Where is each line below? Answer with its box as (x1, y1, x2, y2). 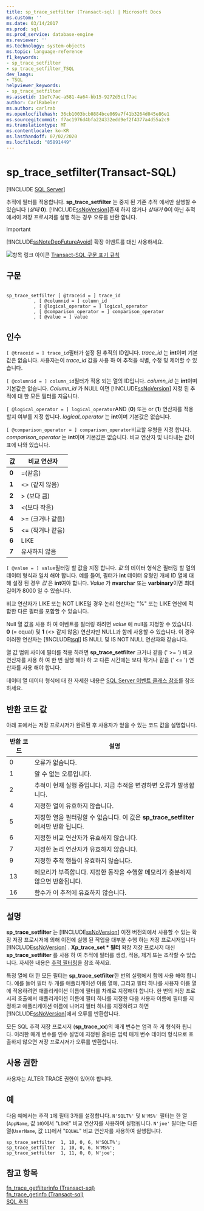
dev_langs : (6, 71, 34, 77)
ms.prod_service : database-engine (6, 32, 94, 38)
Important (6, 225, 31, 233)
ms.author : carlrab (6, 105, 56, 111)
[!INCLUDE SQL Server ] (6, 185, 66, 192)
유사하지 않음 (21, 548, 56, 556)
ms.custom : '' (6, 15, 42, 21)
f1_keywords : (6, 54, 39, 60)
